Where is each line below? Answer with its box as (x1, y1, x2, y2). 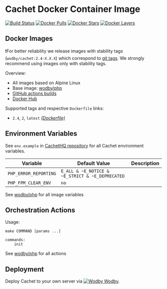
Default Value (77, 159, 110, 166)
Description (131, 159, 160, 166)
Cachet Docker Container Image (5, 3, 141, 15)
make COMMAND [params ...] (5, 229, 61, 234)
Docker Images (5, 34, 53, 43)
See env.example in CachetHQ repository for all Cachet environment (5, 143, 144, 148)
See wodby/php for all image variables (5, 191, 84, 197)
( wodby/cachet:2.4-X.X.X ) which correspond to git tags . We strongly (5, 55, 145, 61)
